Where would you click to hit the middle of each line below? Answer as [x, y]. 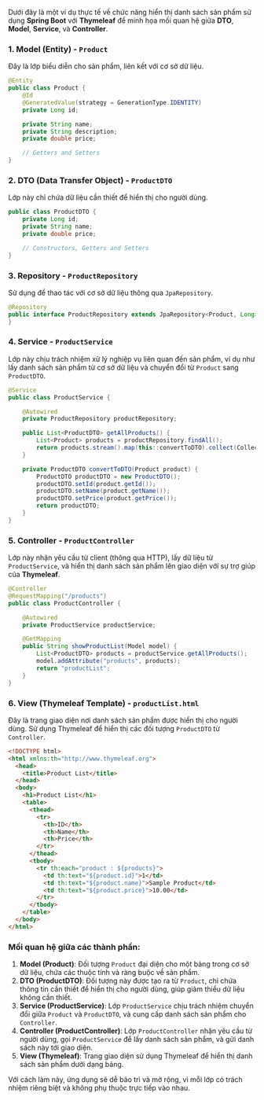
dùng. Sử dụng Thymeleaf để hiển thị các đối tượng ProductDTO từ [114, 728]
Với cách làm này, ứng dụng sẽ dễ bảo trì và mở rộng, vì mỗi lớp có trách [126, 1080]
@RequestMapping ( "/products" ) [58, 596]
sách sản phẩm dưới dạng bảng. [71, 1065]
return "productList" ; [73, 668]
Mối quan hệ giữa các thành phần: [74, 947]
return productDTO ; [68, 506]
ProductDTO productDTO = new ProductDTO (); [108, 476]
